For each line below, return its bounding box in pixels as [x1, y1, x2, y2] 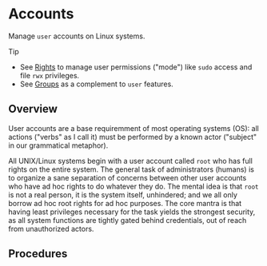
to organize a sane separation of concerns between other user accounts [8, 173, 247, 182]
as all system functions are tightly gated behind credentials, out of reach [8, 215, 247, 224]
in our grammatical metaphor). [8, 141, 109, 150]
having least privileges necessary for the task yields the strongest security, [8, 207, 256, 216]
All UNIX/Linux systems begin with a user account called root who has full [8, 156, 253, 165]
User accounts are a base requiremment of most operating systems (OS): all [8, 123, 260, 133]
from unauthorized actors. [8, 224, 94, 233]
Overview [8, 102, 58, 116]
